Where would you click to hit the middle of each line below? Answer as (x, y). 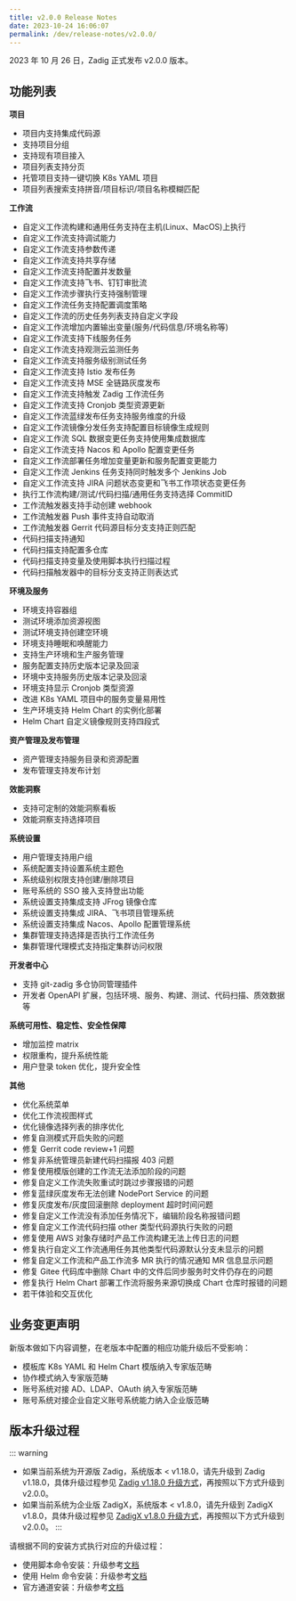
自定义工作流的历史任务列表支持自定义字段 (100, 316)
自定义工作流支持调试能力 (69, 238)
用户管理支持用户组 (57, 857)
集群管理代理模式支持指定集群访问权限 (92, 946)
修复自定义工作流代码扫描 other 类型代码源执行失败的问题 (128, 1227)
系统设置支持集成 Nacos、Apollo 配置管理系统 (106, 924)
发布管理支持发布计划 (61, 771)
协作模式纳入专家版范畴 (65, 1378)
